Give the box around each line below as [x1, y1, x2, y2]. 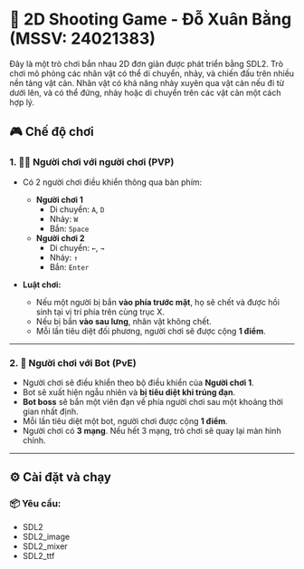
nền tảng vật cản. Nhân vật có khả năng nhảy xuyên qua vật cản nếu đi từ [9, 77, 285, 88]
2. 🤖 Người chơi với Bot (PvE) [9, 356, 138, 369]
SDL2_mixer [22, 540, 68, 552]
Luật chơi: [22, 279, 62, 290]
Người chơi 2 [35, 232, 85, 244]
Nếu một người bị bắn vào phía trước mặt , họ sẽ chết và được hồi [35, 296, 280, 307]
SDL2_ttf [22, 550, 55, 561]
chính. [22, 435, 47, 446]
